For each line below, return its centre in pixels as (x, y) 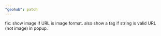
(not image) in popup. (27, 28)
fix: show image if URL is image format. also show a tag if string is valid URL (80, 23)
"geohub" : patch (21, 9)
